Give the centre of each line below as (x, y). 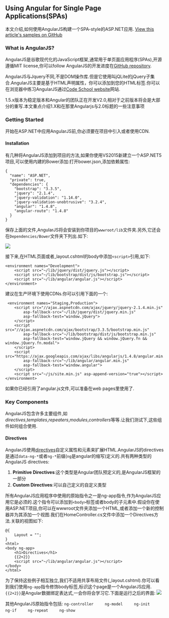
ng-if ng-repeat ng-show (40, 611)
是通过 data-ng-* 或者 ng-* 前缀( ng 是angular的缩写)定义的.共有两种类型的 (78, 456)
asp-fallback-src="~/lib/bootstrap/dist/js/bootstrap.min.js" (90, 334)
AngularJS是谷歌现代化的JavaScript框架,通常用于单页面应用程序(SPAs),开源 (83, 60)
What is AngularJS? (30, 48)
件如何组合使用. (21, 426)
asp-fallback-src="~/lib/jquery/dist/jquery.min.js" (80, 312)
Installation (17, 143)
